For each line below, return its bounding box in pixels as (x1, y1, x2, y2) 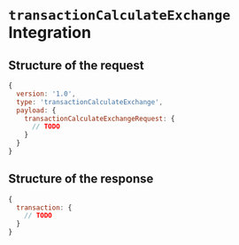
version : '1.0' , (16, 89, 76, 98)
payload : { (16, 105, 57, 115)
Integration (8, 23, 92, 42)
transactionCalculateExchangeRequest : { (24, 114, 175, 123)
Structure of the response (8, 172, 154, 187)
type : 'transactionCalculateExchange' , (16, 97, 164, 106)
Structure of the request (8, 57, 145, 73)
